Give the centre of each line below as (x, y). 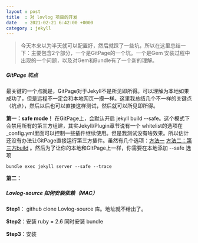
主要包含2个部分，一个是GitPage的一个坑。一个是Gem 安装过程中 (110, 53)
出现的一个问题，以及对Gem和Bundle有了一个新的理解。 (89, 60)
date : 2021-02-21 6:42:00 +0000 (50, 22)
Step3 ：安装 (22, 234)
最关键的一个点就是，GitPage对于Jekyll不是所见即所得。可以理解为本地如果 (98, 91)
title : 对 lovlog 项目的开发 (42, 17)
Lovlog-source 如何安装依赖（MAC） (52, 193)
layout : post (24, 12)
